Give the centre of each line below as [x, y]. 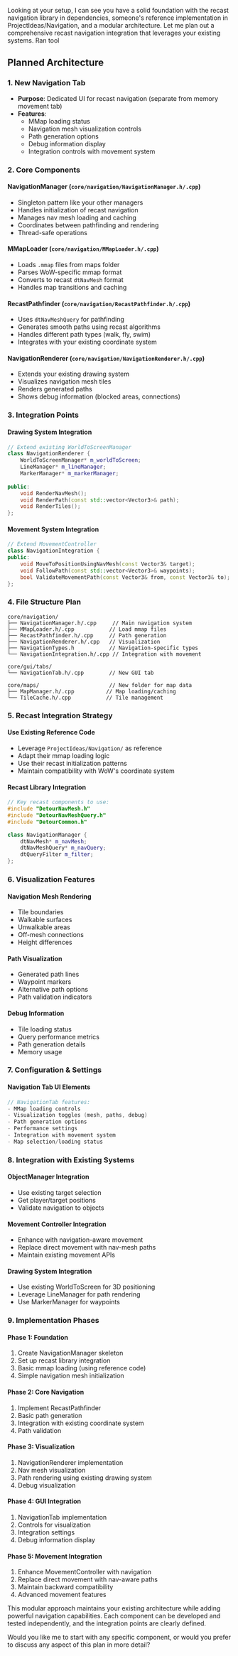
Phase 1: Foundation [38, 1337]
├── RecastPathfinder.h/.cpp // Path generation [87, 635]
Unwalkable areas [44, 927]
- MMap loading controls [44, 1109]
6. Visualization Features [51, 879]
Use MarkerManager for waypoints [69, 1302]
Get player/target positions [56, 1200]
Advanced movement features [62, 1595]
